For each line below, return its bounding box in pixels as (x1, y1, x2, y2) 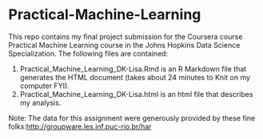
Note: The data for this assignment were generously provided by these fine (8, 113, 256, 122)
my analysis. (19, 98, 62, 107)
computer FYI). (19, 81, 70, 91)
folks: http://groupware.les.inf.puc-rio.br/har (8, 122, 152, 131)
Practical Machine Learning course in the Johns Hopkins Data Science (8, 40, 241, 49)
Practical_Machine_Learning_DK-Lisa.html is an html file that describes (19, 89, 253, 98)
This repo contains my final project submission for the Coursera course (8, 32, 243, 41)
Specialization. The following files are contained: (8, 48, 169, 58)
